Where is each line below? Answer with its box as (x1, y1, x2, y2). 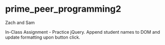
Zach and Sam (5, 20, 35, 25)
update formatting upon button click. (5, 34, 81, 40)
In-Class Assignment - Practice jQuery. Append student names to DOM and (5, 29, 161, 35)
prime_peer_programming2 (5, 3, 121, 15)
